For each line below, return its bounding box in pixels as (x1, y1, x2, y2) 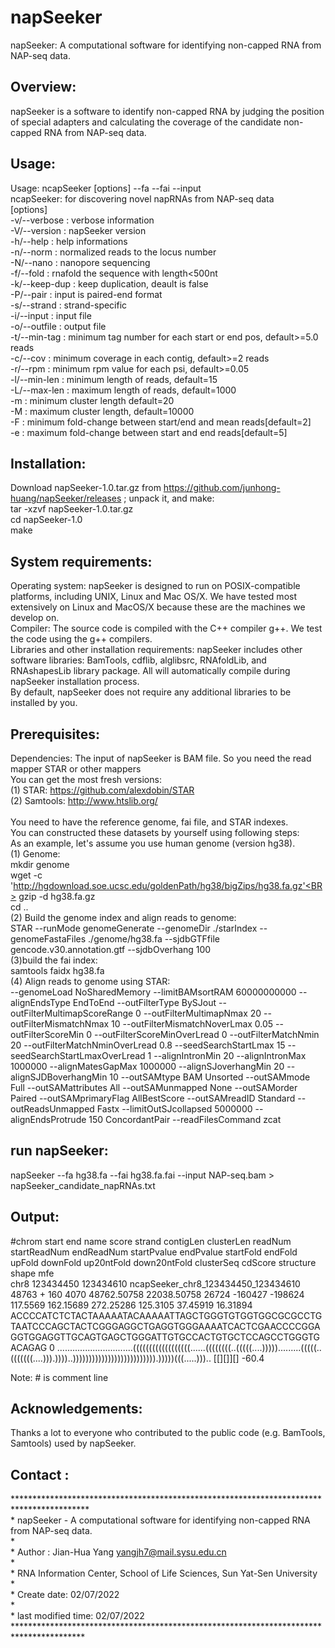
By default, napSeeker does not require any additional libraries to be (10, 686, 292, 698)
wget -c (10, 869, 43, 881)
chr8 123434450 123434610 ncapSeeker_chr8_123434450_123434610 (10, 1277, 301, 1290)
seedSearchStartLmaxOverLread (10, 1050, 146, 1061)
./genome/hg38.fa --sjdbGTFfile (88, 933, 220, 945)
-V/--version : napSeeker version (10, 224, 147, 236)
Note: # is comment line (10, 1371, 109, 1383)
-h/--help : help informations (10, 235, 128, 247)
